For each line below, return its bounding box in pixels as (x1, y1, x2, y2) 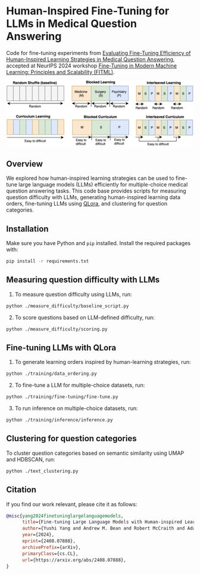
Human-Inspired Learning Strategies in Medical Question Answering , (6, 56, 175, 63)
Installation (6, 224, 49, 234)
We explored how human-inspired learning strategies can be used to (6, 175, 174, 182)
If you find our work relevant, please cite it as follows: (6, 500, 137, 507)
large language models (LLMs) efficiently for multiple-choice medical (18, 181, 188, 188)
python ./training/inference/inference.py (6, 417, 113, 423)
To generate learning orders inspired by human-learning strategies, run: (14, 359, 191, 366)
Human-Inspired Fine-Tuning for (6, 4, 170, 18)
